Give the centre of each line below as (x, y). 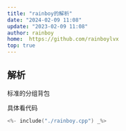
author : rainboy (30, 33)
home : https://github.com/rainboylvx (63, 39)
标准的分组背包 (28, 93)
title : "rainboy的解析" (40, 13)
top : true (21, 46)
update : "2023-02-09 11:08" (48, 26)
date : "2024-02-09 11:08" (44, 20)
